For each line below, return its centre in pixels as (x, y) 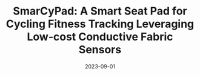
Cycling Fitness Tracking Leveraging (100, 24)
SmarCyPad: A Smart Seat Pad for (100, 11)
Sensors (100, 50)
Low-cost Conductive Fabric (100, 37)
